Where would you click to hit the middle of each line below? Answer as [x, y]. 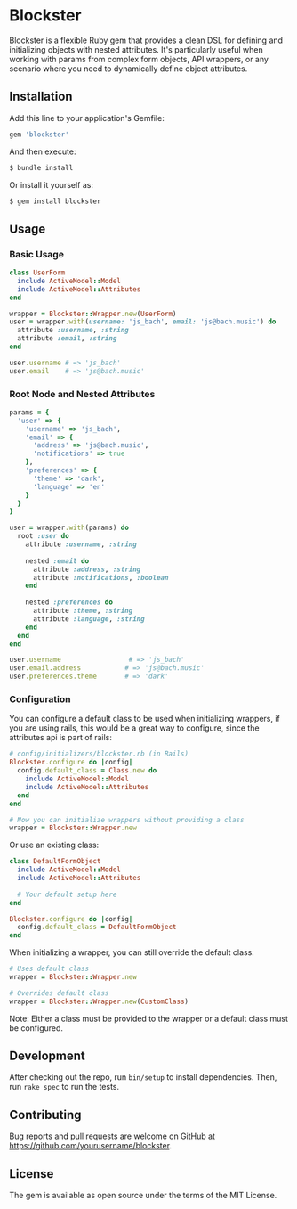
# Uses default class [49, 969]
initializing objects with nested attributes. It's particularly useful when [136, 49]
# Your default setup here [67, 894]
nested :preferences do [69, 602]
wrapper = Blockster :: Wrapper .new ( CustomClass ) [99, 1001]
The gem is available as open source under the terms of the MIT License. [143, 1196]
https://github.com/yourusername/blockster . [90, 1146]
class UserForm [37, 273]
